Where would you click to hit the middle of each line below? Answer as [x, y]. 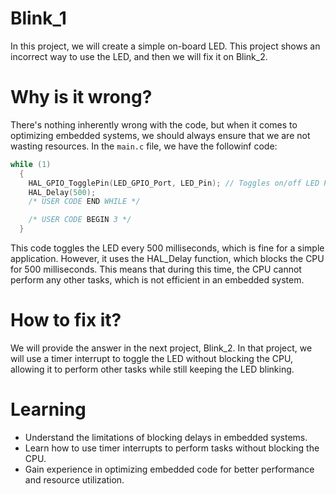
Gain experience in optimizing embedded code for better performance [169, 469]
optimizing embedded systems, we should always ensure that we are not [160, 135]
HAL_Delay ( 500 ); [62, 192]
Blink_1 [38, 18]
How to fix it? [66, 320]
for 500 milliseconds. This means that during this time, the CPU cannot [156, 269]
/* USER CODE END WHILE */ [84, 202]
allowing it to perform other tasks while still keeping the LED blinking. [152, 369]
